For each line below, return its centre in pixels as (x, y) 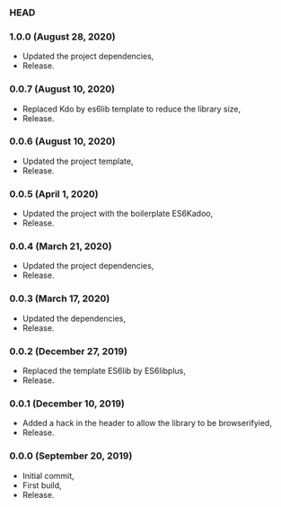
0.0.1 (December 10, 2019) (67, 404)
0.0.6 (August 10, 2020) (62, 141)
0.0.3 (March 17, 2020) (60, 298)
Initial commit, (48, 476)
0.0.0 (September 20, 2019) (71, 456)
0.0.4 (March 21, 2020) (61, 246)
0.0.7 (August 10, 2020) (62, 89)
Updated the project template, (78, 161)
